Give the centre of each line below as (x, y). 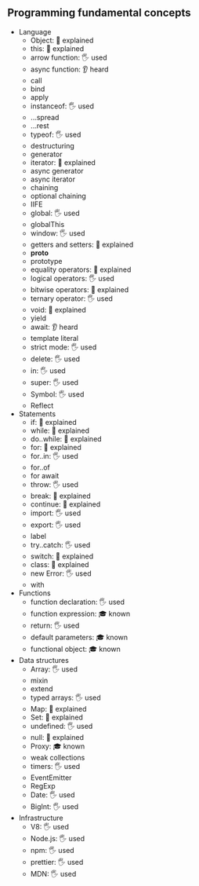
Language (35, 31)
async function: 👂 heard (69, 69)
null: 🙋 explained (57, 737)
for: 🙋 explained (56, 447)
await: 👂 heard (54, 327)
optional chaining (58, 196)
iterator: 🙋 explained (63, 162)
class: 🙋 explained (60, 564)
